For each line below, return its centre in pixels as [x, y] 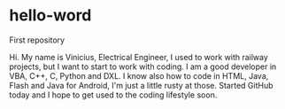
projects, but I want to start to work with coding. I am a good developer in [143, 66]
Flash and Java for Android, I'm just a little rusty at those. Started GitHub [141, 85]
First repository [37, 40]
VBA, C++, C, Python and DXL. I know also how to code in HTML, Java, [139, 75]
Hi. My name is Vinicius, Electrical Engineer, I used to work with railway [139, 57]
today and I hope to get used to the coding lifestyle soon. [113, 95]
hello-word [50, 16]
